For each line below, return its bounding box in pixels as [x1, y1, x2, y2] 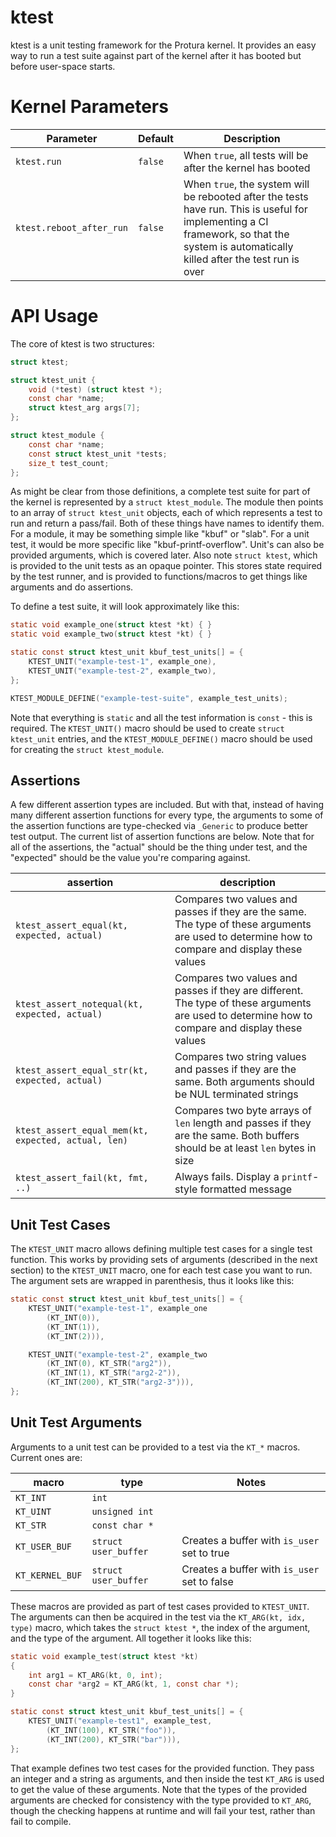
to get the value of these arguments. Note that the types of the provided [10, 1783, 307, 1795]
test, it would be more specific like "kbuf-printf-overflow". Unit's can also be [10, 539, 325, 551]
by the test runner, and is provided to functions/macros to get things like [10, 571, 308, 583]
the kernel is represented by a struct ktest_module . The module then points [10, 496, 324, 508]
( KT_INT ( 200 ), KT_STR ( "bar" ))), [46, 1734, 182, 1745]
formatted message [199, 1182, 293, 1196]
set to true [181, 1546, 230, 1560]
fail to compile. [10, 1815, 72, 1827]
